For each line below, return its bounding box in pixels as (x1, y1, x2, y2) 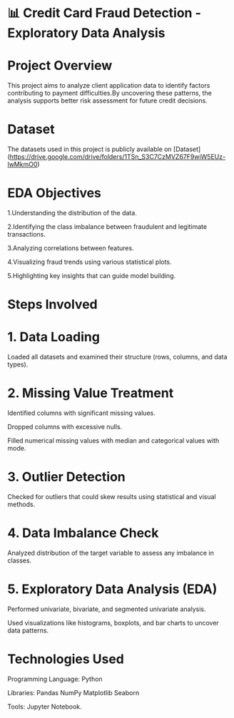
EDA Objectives (7, 185, 102, 201)
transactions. (7, 230, 46, 238)
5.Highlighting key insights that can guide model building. (7, 272, 176, 279)
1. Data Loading (7, 329, 100, 345)
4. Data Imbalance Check (7, 525, 159, 541)
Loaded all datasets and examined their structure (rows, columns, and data (7, 353, 228, 361)
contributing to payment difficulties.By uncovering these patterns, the (7, 89, 212, 98)
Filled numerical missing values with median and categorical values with (7, 436, 220, 445)
